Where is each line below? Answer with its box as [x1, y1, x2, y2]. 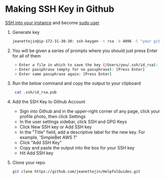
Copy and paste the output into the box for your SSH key [19, 145, 134, 151]
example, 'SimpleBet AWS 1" [19, 134, 77, 141]
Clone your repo [12, 160, 45, 166]
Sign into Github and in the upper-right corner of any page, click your [19, 108, 160, 114]
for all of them [12, 53, 41, 59]
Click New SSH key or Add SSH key [19, 124, 92, 130]
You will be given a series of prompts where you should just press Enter [12, 48, 158, 54]
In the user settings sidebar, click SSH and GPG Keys [19, 119, 127, 125]
